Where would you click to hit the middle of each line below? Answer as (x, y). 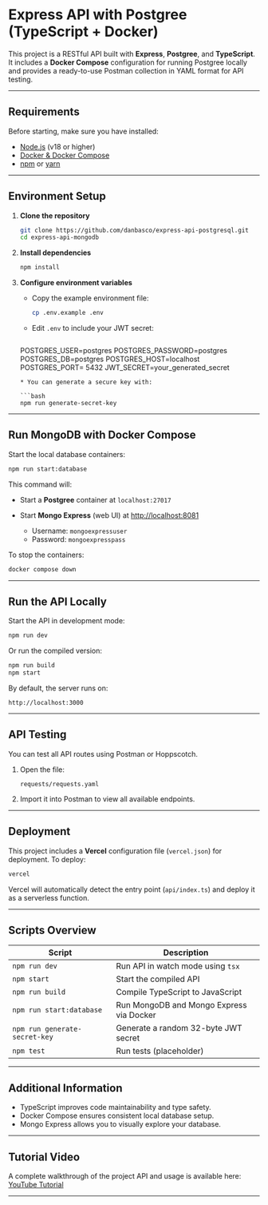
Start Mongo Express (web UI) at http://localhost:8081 (109, 515)
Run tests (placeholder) (160, 1051)
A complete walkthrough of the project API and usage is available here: (125, 1176)
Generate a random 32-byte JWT (179, 1028)
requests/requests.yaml (59, 784)
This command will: (40, 484)
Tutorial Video (44, 1157)
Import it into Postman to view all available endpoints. (107, 799)
